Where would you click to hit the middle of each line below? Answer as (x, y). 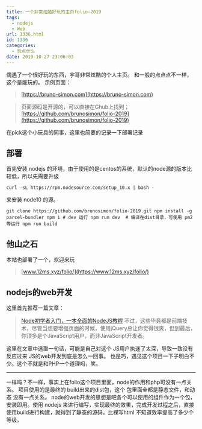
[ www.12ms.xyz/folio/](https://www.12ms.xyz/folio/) (85, 272)
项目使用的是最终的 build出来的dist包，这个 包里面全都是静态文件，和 (104, 390)
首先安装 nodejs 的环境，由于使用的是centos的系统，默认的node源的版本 (97, 169)
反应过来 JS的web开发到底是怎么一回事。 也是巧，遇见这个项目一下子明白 (98, 356)
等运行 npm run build (32, 224)
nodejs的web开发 (39, 292)
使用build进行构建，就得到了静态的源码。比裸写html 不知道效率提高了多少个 (100, 412)
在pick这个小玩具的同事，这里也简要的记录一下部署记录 (75, 132)
